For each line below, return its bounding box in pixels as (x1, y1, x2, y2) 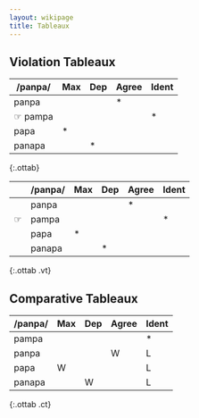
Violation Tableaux (9, 54, 116, 70)
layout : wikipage (9, 13, 74, 22)
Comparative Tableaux (9, 291, 138, 306)
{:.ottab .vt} (9, 265, 52, 276)
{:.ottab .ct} (9, 399, 52, 410)
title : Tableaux (9, 21, 70, 30)
